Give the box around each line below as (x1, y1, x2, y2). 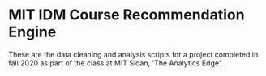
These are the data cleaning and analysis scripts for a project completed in (8, 49, 259, 59)
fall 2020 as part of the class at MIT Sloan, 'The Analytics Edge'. (8, 58, 223, 68)
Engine (8, 23, 57, 41)
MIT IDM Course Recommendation (8, 6, 245, 24)
